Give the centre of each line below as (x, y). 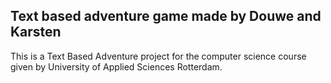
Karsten (36, 32)
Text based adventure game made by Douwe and (166, 16)
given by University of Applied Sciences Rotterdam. (116, 66)
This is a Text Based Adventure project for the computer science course (158, 56)
